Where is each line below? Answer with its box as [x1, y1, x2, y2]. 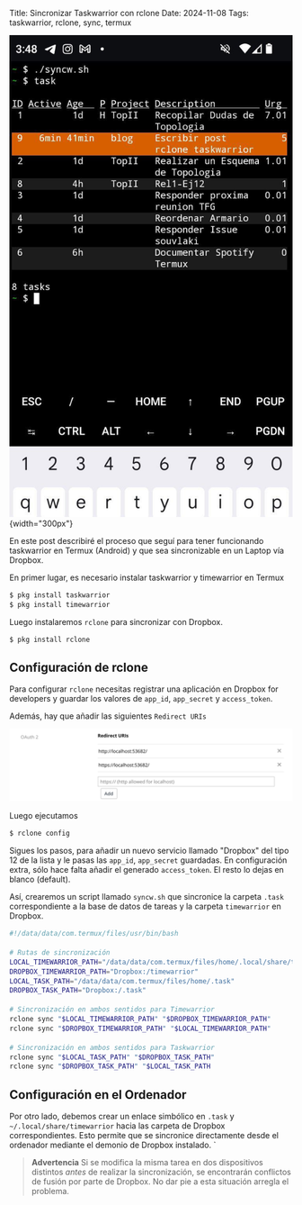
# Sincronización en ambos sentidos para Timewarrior [9, 1005, 216, 1014]
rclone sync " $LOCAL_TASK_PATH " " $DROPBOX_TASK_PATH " [9, 1053, 216, 1062]
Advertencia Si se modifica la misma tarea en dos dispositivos [31, 1157, 263, 1168]
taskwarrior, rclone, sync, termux [9, 17, 132, 28]
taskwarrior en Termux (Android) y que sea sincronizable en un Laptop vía [9, 545, 285, 556]
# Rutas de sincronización [9, 947, 111, 957]
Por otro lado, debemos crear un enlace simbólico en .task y [9, 1111, 235, 1122]
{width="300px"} [9, 518, 74, 529]
